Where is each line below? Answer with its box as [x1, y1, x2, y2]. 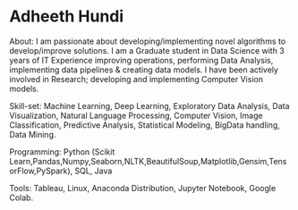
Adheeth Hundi [9, 6, 124, 27]
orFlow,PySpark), [9, 165, 73, 176]
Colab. [9, 192, 34, 203]
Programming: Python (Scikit [9, 146, 115, 157]
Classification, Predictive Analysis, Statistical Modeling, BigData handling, [9, 119, 280, 130]
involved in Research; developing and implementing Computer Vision [9, 73, 264, 84]
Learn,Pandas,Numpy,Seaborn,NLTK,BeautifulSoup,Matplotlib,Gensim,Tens [9, 155, 287, 166]
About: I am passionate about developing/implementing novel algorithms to [9, 36, 286, 46]
